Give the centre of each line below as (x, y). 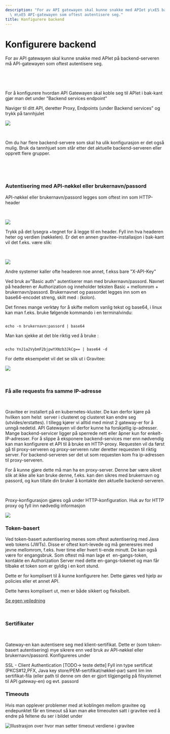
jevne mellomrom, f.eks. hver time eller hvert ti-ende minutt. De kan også (81, 550)
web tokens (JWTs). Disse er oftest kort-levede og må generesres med (79, 544)
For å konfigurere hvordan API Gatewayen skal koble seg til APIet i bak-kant (84, 93)
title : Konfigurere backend (35, 19)
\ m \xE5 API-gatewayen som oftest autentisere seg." (67, 15)
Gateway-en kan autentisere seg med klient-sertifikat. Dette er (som (76, 645)
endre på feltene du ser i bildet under (44, 716)
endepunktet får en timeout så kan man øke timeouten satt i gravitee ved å (83, 710)
